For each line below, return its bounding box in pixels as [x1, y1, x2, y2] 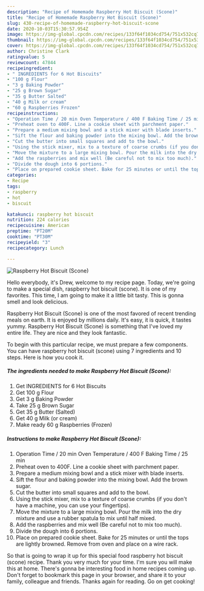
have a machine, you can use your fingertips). [15, 502, 131, 509]
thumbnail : [7, 37, 35, 43]
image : [7, 31, 24, 38]
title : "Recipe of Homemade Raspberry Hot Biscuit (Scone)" [7, 15, 162, 21]
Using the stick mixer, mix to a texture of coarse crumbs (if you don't [15, 495, 187, 503]
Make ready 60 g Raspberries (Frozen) [15, 421, 113, 429]
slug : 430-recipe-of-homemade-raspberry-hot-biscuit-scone [7, 20, 159, 26]
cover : [7, 43, 24, 49]
